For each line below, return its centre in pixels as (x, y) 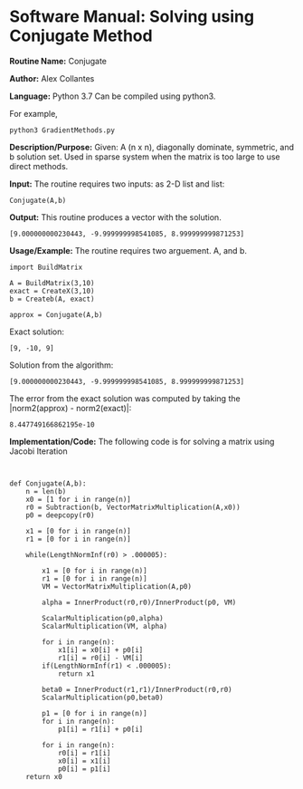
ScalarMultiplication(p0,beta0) (103, 698)
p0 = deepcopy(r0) (60, 515)
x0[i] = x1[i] (84, 761)
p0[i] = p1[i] (84, 769)
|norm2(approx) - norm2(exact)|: (71, 408)
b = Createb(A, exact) (52, 299)
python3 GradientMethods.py (62, 130)
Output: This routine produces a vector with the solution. (115, 217)
